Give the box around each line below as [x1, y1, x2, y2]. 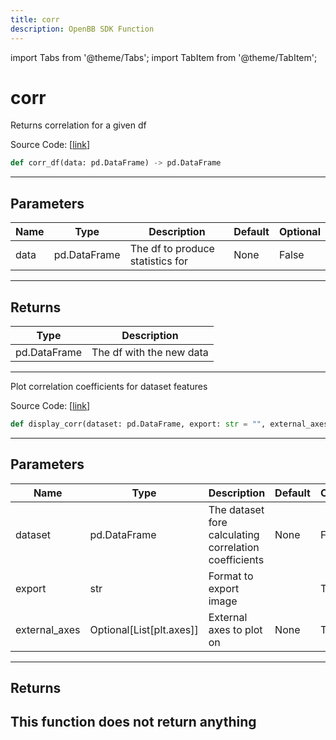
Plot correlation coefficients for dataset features [10, 380, 208, 392]
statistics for [129, 254, 189, 268]
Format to [208, 569, 254, 583]
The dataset [208, 502, 265, 516]
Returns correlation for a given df [10, 119, 147, 131]
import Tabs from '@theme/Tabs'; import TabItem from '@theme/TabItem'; [10, 51, 318, 63]
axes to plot [208, 622, 263, 636]
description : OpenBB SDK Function [10, 24, 155, 34]
